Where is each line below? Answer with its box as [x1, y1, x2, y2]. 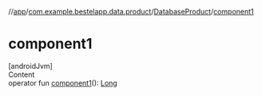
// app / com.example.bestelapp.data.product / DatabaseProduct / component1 [8, 7, 254, 16]
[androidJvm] [8, 61, 54, 70]
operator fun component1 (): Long [8, 78, 117, 87]
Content [8, 70, 35, 79]
